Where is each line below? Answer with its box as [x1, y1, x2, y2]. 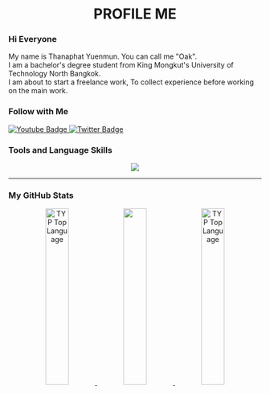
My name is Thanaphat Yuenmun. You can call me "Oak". [8, 51, 198, 61]
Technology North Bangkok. [8, 69, 101, 79]
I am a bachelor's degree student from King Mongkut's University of [8, 60, 235, 70]
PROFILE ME [93, 5, 177, 23]
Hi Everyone [8, 34, 58, 45]
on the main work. [8, 86, 68, 96]
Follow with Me [8, 106, 69, 117]
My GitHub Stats [8, 190, 74, 201]
